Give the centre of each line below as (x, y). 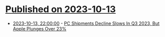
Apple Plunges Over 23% (40, 28)
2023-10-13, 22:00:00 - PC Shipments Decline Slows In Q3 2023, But (86, 23)
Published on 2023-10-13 (61, 9)
